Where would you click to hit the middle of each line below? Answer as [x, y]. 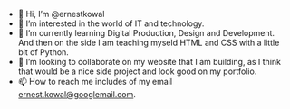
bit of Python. [43, 52]
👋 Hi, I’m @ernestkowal [61, 14]
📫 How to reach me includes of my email [95, 82]
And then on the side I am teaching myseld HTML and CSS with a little [149, 42]
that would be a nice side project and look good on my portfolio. [137, 71]
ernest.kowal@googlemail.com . [77, 94]
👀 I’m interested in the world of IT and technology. [111, 23]
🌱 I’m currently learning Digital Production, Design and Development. [146, 33]
